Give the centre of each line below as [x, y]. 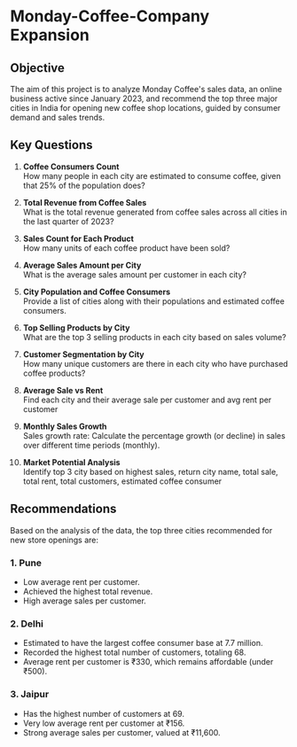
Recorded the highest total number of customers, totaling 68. [134, 652]
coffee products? [54, 373]
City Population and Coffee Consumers [97, 292]
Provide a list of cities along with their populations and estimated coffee [153, 301]
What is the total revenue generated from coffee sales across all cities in [155, 212]
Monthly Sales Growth [65, 426]
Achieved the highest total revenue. [88, 591]
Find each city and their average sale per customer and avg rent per [147, 400]
